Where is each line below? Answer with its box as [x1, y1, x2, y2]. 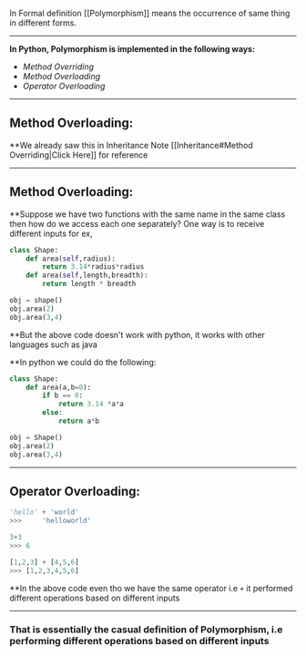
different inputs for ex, [9, 228, 93, 239]
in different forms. [9, 17, 77, 28]
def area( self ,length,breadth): [25, 271, 148, 281]
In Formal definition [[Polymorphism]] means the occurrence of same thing [9, 8, 291, 18]
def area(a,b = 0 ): [25, 383, 92, 392]
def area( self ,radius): [25, 254, 117, 263]
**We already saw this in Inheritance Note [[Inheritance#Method [9, 139, 253, 150]
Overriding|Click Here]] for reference [9, 149, 148, 160]
